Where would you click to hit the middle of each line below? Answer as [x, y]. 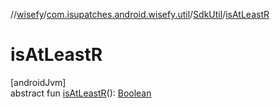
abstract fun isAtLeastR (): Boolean [81, 93]
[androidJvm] [38, 82]
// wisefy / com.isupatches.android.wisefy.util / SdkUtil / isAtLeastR [140, 14]
